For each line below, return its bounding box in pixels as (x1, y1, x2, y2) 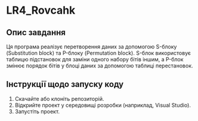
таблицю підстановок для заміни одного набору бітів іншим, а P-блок (6, 56, 184, 63)
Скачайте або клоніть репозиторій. (14, 95, 104, 102)
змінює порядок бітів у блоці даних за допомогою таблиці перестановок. (6, 62, 193, 69)
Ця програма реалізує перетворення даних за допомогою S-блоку (6, 43, 177, 50)
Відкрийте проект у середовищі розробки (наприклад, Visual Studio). (14, 101, 191, 108)
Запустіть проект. (14, 108, 60, 115)
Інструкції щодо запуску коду (6, 79, 124, 89)
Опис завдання (6, 27, 66, 38)
